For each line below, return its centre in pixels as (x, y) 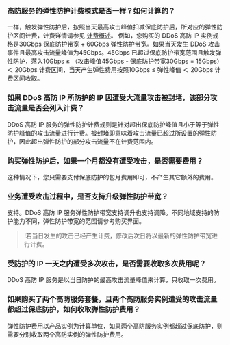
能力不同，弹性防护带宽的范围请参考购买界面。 (79, 221)
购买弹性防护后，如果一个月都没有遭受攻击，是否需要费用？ (105, 161)
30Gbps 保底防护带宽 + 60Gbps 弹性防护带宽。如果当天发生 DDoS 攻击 (119, 44)
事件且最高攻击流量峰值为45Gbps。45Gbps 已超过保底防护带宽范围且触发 (111, 53)
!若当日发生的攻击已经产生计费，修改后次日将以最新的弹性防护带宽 (118, 236)
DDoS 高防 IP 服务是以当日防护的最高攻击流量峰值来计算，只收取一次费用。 (114, 280)
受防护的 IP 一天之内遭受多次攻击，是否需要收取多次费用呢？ (107, 264)
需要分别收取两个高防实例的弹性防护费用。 (67, 334)
